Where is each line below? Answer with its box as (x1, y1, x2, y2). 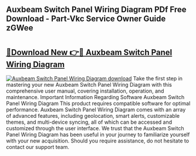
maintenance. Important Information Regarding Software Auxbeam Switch (6, 94, 185, 100)
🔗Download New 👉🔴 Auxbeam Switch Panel (6, 47, 173, 57)
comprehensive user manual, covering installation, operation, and (6, 87, 164, 94)
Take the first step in (133, 75, 183, 82)
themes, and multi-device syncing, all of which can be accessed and (6, 118, 173, 126)
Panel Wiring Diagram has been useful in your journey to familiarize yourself (6, 131, 190, 138)
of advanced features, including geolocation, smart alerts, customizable (6, 113, 180, 119)
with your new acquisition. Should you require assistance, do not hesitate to (6, 137, 190, 144)
